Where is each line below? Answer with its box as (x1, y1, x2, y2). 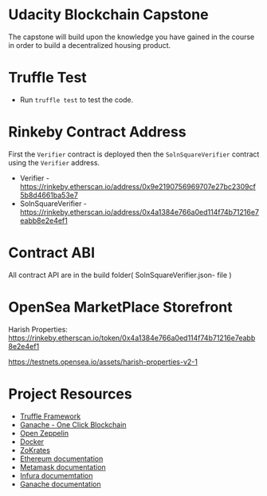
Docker (19, 437, 45, 446)
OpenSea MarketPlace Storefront (8, 298, 233, 316)
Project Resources (8, 385, 133, 403)
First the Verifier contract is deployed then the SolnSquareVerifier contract (8, 149, 260, 159)
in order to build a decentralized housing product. (8, 40, 171, 50)
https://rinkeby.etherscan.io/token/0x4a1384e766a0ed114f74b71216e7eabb (8, 333, 256, 343)
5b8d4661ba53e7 (19, 190, 78, 200)
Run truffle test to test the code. (19, 94, 134, 105)
